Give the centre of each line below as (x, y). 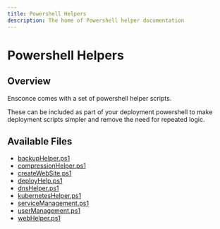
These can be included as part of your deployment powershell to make (110, 112)
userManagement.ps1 (49, 211)
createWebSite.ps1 (44, 173)
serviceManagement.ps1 (53, 203)
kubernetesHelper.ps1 (49, 196)
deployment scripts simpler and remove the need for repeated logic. (106, 119)
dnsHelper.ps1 (38, 188)
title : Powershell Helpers (47, 14)
